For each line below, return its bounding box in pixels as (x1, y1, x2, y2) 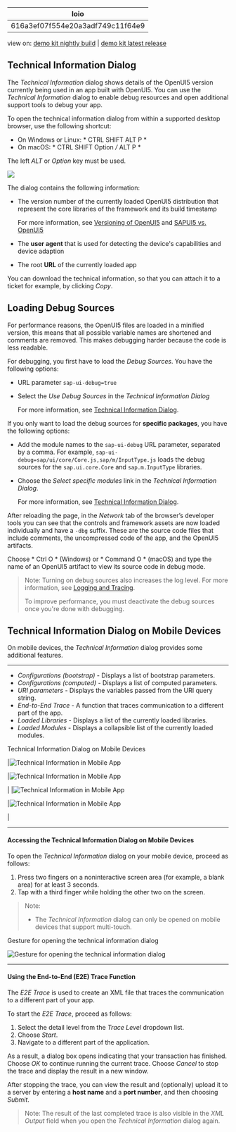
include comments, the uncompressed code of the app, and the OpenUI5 (7, 534, 219, 542)
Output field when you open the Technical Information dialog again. (24, 1116, 221, 1125)
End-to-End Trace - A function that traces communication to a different (17, 701, 224, 710)
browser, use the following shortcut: (7, 121, 112, 130)
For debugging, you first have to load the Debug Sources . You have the (7, 357, 213, 365)
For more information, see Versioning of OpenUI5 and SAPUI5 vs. (17, 218, 207, 226)
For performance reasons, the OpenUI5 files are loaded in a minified (7, 321, 204, 329)
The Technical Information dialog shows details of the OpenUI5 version (7, 78, 214, 87)
